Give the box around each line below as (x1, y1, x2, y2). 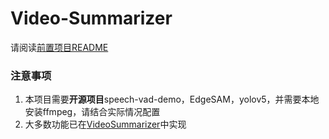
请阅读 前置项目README (10, 41, 109, 53)
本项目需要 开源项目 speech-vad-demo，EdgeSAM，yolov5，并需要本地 (24, 93, 320, 106)
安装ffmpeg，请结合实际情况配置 (24, 106, 161, 118)
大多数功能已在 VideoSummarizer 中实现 (24, 118, 187, 131)
